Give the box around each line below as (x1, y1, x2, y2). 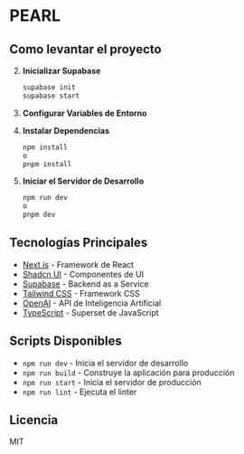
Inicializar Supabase (22, 65, 101, 76)
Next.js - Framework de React (22, 259, 134, 270)
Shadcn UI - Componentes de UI (22, 269, 145, 279)
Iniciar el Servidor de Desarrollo (22, 175, 145, 186)
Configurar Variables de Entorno (22, 108, 147, 118)
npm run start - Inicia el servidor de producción (22, 376, 202, 387)
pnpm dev (22, 210, 56, 220)
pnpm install (22, 159, 72, 168)
